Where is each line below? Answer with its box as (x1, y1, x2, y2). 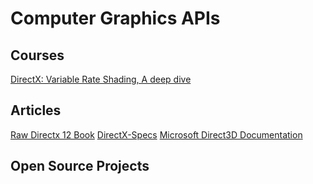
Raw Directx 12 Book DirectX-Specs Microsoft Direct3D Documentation (10, 128, 303, 141)
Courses (10, 47, 65, 64)
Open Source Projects (10, 158, 150, 175)
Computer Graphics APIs (10, 7, 221, 30)
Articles (10, 102, 62, 119)
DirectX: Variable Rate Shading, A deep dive (10, 73, 192, 85)
